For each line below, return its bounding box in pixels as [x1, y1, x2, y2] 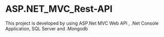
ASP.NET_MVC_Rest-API [5, 3, 113, 15]
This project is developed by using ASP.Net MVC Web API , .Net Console [5, 20, 159, 26]
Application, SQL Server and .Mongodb [5, 25, 88, 31]
